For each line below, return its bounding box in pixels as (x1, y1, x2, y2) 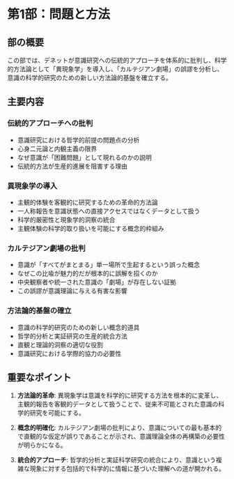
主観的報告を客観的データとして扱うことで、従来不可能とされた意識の (17, 400, 219, 409)
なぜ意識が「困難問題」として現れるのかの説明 (17, 153, 152, 161)
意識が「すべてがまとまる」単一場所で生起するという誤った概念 (17, 261, 201, 269)
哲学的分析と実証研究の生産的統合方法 (17, 332, 127, 340)
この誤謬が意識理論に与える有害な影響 (17, 287, 127, 295)
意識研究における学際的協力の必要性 (17, 349, 122, 358)
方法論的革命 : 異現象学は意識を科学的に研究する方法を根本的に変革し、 (17, 391, 223, 400)
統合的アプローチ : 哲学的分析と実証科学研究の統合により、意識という (17, 456, 216, 464)
